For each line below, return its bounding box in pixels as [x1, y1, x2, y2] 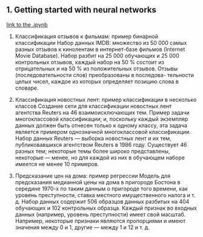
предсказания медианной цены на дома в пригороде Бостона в [15, 178, 181, 185]
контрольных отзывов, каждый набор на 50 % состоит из [15, 58, 165, 65]
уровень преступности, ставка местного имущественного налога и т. [15, 191, 196, 199]
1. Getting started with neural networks [6, 5, 156, 15]
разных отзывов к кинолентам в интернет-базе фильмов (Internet [15, 45, 185, 53]
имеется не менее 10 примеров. [15, 160, 99, 167]
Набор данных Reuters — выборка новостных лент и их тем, [15, 135, 171, 142]
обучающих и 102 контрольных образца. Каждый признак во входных [15, 204, 197, 212]
